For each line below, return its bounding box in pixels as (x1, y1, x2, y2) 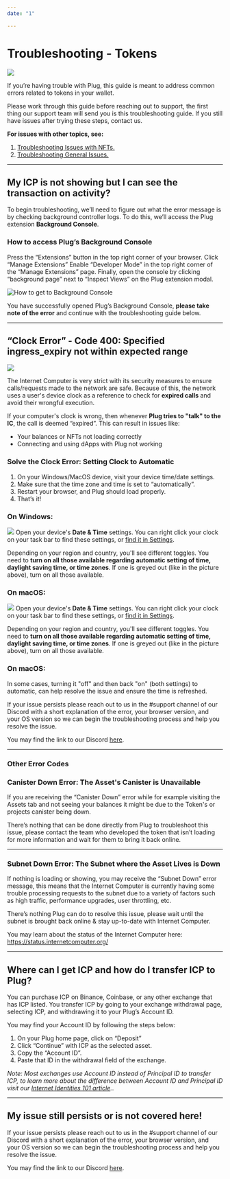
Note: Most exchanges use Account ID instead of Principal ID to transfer (7, 1069, 212, 1077)
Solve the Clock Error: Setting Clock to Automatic (7, 457, 175, 467)
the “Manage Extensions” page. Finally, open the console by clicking (7, 267, 201, 275)
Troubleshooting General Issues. (16, 150, 110, 159)
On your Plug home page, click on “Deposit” (16, 1034, 142, 1042)
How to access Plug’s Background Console (7, 238, 153, 247)
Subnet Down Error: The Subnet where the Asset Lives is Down (7, 859, 221, 869)
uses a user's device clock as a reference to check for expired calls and (7, 391, 211, 400)
